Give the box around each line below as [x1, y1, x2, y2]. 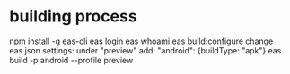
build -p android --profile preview [9, 54, 134, 65]
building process [9, 6, 137, 27]
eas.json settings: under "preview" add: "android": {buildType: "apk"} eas [9, 45, 282, 55]
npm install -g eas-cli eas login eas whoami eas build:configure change [9, 36, 274, 46]
